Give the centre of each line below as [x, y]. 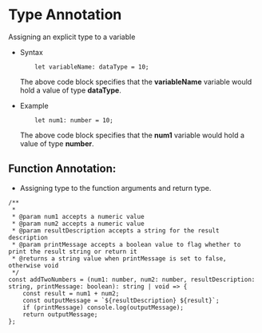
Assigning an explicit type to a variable [72, 37]
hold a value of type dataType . [70, 90]
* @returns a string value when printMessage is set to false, [119, 258]
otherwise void [34, 265]
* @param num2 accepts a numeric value [78, 224]
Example [34, 105]
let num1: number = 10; [74, 120]
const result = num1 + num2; [71, 293]
